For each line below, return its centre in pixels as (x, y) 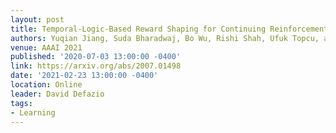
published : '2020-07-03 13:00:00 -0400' (96, 57)
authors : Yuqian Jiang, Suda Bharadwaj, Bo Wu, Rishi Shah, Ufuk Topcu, (165, 38)
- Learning (33, 112)
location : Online (46, 85)
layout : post (37, 19)
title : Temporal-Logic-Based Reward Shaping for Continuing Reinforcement (169, 29)
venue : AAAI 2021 (46, 47)
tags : (21, 103)
